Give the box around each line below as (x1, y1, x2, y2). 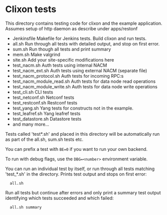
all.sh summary (10, 204, 42, 210)
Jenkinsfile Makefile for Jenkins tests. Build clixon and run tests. (12, 35, 147, 41)
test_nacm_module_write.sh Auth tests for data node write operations (12, 83, 158, 89)
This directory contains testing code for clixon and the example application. (5, 20, 163, 26)
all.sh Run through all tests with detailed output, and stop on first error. (12, 40, 160, 46)
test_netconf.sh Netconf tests (12, 94, 74, 100)
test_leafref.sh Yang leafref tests (12, 110, 81, 117)
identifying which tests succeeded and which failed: (5, 195, 114, 201)
